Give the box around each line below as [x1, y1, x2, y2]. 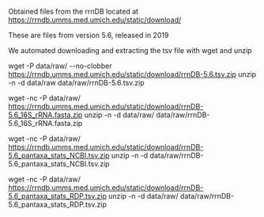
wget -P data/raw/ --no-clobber [8, 61, 112, 70]
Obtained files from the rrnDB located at [8, 7, 139, 16]
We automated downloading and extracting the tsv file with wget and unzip [8, 46, 252, 55]
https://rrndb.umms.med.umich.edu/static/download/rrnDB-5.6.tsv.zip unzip [8, 70, 257, 78]
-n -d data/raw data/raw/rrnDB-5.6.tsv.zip [8, 78, 145, 87]
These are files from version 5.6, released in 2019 [8, 31, 169, 40]
